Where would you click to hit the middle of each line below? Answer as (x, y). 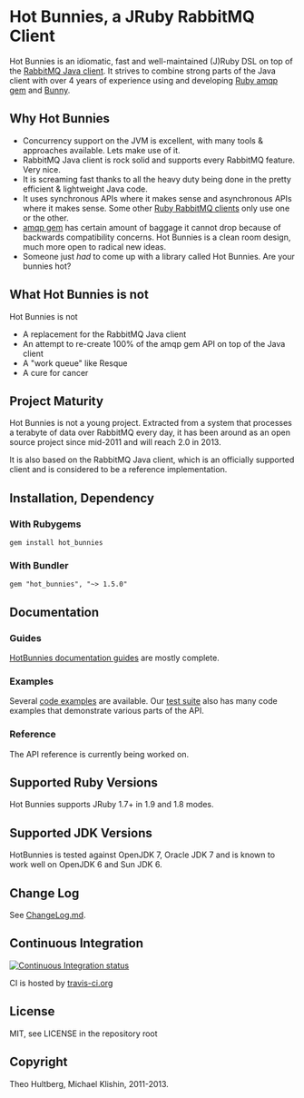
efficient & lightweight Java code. (85, 189)
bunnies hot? (47, 266)
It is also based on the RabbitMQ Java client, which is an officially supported (152, 460)
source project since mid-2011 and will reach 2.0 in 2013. (115, 442)
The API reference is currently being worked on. (99, 754)
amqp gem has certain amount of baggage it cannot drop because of (152, 227)
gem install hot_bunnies (56, 543)
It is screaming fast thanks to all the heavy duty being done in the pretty (157, 179)
